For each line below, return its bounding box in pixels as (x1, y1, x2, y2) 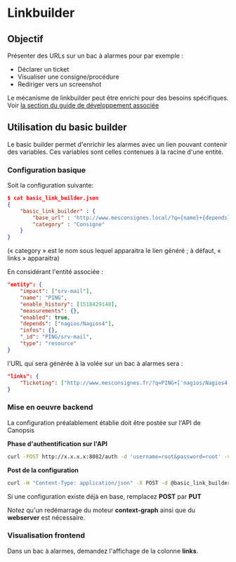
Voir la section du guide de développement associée (7, 101, 159, 110)
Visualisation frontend (7, 530, 86, 540)
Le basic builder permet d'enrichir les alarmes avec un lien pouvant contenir (7, 140, 228, 148)
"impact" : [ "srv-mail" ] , (20, 288, 93, 295)
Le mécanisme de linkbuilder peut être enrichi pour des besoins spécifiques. (7, 93, 229, 102)
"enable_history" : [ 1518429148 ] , (20, 301, 118, 308)
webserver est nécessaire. (7, 513, 86, 521)
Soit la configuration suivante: (7, 181, 93, 190)
